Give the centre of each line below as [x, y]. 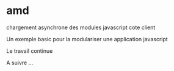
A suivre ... [20, 63]
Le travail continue [30, 51]
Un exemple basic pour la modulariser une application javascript [87, 39]
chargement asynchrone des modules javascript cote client [81, 27]
